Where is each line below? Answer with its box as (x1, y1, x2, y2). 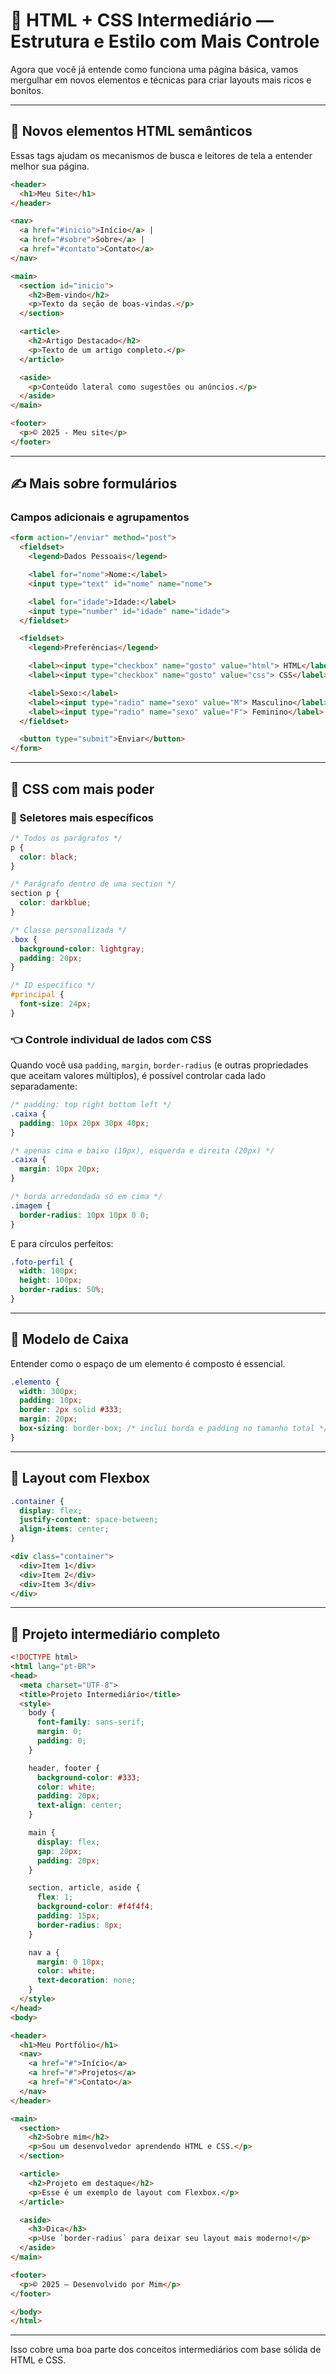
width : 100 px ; (19, 1266, 78, 1276)
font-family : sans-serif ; (36, 1717, 145, 1728)
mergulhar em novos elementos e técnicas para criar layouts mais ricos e (10, 74, 312, 86)
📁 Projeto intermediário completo (10, 1625, 221, 1643)
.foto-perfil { (10, 1257, 74, 1267)
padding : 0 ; (36, 1736, 87, 1746)
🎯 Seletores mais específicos (10, 810, 154, 824)
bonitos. (10, 84, 44, 96)
